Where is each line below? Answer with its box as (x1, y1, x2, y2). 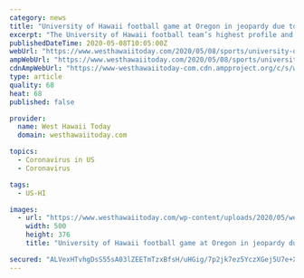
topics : (9, 147, 39, 157)
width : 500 (25, 222, 67, 231)
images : (9, 205, 39, 214)
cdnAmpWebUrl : (9, 64, 63, 73)
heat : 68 (9, 89, 43, 98)
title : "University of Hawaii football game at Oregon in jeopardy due (9, 22, 285, 31)
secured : (9, 254, 43, 264)
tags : (9, 180, 30, 189)
